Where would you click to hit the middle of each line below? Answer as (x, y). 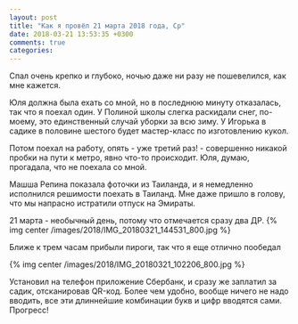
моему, (23, 122)
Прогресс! (29, 310)
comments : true (37, 42)
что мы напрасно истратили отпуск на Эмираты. (103, 203)
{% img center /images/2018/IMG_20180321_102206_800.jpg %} (127, 264)
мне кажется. (35, 85)
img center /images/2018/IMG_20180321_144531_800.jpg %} (120, 230)
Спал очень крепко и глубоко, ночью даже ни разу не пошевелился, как (148, 76)
